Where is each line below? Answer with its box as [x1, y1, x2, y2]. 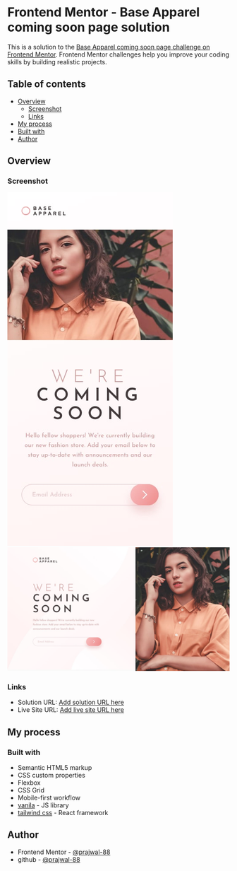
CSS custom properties [17, 771, 86, 779]
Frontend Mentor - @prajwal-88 [17, 848, 111, 856]
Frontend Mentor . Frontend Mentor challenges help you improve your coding [7, 50, 230, 59]
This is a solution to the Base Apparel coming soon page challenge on [7, 42, 210, 51]
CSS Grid [17, 785, 44, 794]
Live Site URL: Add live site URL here [17, 706, 125, 714]
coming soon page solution [7, 19, 171, 35]
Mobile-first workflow [17, 793, 81, 802]
